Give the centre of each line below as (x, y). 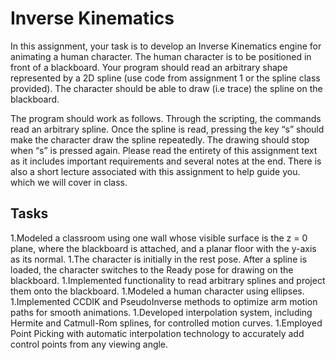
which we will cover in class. (69, 182)
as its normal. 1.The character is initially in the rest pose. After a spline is (159, 259)
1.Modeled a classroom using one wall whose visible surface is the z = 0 (159, 238)
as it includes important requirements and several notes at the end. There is (166, 161)
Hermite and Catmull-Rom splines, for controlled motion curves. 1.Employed (166, 323)
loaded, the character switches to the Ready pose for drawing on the (152, 269)
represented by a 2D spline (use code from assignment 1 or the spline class (165, 78)
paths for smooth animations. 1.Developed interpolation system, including (161, 312)
